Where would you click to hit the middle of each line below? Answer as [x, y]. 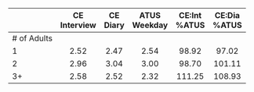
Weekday [150, 25]
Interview [78, 25]
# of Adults [33, 38]
